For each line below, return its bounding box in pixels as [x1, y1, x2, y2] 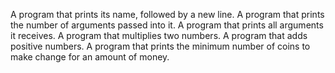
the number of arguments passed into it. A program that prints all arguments [10, 19, 324, 31]
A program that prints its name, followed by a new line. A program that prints [10, 9, 325, 20]
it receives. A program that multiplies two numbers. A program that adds [10, 30, 308, 41]
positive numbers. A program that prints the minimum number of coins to [10, 40, 311, 52]
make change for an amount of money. [10, 51, 170, 63]
